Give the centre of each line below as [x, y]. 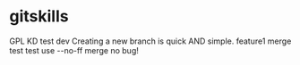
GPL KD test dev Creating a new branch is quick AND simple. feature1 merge [150, 41]
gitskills [39, 16]
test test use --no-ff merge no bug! [74, 50]
